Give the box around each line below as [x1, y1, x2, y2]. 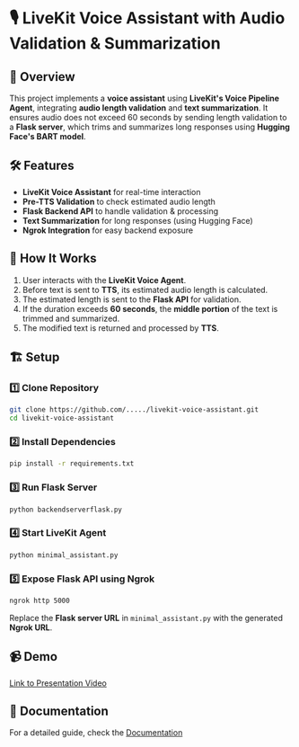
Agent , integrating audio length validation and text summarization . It [9, 102, 268, 113]
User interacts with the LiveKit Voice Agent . [22, 274, 187, 285]
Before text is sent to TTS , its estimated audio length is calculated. [22, 284, 268, 295]
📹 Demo [9, 649, 58, 664]
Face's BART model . [9, 131, 87, 141]
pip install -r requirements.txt [9, 459, 135, 468]
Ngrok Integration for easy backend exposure [22, 225, 194, 236]
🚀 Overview [9, 69, 75, 84]
